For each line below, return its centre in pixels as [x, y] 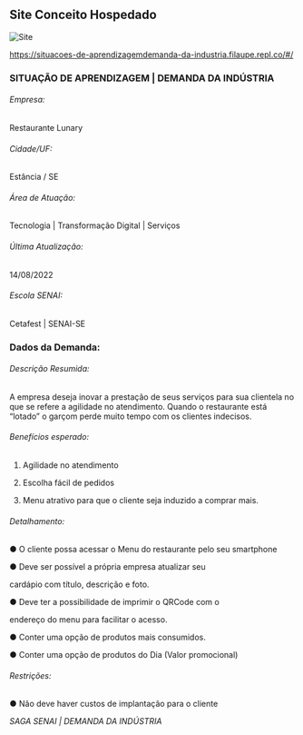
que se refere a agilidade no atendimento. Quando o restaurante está [138, 406]
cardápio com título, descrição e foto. [79, 584]
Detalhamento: [37, 521]
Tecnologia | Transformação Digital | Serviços [95, 225]
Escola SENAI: [36, 295]
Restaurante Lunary [46, 127]
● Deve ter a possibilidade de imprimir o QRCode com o [114, 602]
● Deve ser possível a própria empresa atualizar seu [108, 567]
